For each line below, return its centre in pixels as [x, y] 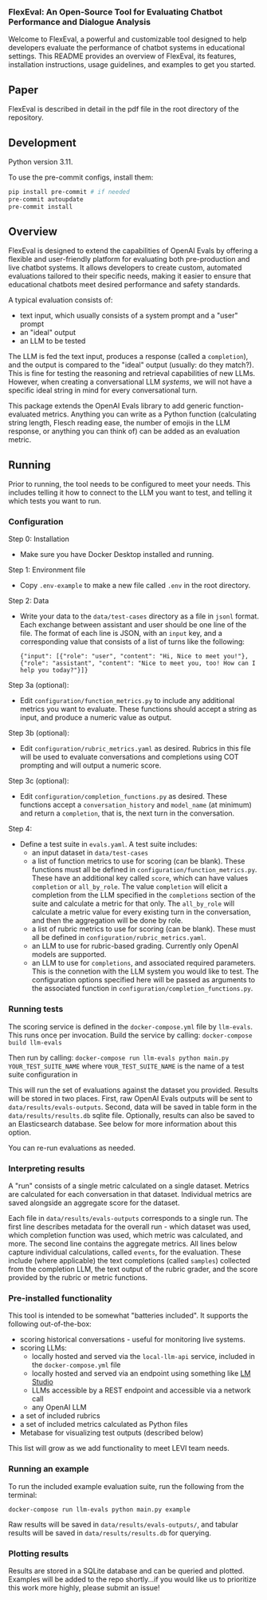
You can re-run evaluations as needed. [72, 1148]
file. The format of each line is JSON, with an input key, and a [121, 634]
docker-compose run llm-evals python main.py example [100, 1509]
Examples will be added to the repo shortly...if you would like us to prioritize [132, 1579]
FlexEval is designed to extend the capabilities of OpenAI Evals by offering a [133, 251]
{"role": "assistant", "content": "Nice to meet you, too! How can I [138, 664]
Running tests [36, 1009]
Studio [42, 1382]
